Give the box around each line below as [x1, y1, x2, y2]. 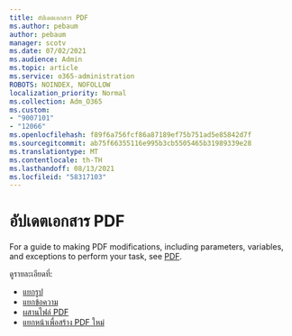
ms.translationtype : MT [9, 147, 99, 156]
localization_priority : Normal [9, 88, 127, 97]
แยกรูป [22, 286, 43, 297]
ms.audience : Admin [9, 55, 83, 64]
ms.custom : [9, 105, 50, 114]
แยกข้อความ [22, 296, 59, 307]
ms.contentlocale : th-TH [9, 155, 103, 165]
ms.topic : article [9, 64, 78, 73]
